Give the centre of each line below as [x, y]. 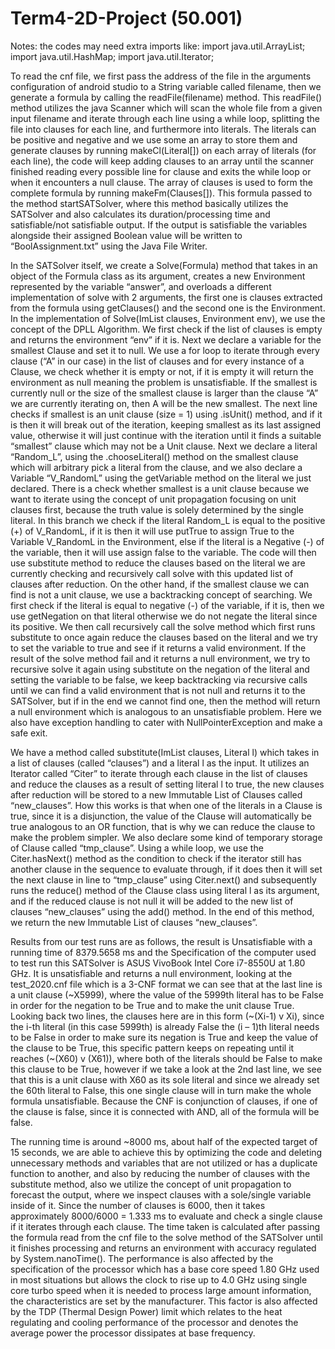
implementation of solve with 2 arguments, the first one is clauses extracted [166, 297]
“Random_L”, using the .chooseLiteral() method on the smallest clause [154, 456]
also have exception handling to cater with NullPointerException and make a [166, 722]
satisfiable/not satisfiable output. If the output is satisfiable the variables [159, 224]
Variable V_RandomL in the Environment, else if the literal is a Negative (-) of [167, 541]
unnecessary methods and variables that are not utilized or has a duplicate [164, 1163]
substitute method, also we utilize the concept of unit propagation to [151, 1184]
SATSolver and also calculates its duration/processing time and [140, 214]
